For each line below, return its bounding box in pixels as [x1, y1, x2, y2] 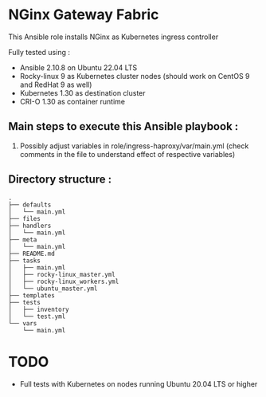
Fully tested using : [8, 47, 70, 57]
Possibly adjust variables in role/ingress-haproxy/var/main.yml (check [19, 141, 249, 151]
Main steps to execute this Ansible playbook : [8, 120, 239, 133]
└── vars [8, 319, 37, 328]
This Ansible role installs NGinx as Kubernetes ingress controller [8, 32, 219, 41]
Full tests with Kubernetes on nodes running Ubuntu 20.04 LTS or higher [19, 379, 258, 388]
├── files [8, 214, 41, 222]
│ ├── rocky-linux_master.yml [8, 270, 115, 278]
